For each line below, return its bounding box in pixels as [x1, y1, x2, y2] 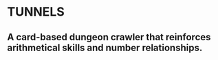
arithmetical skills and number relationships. [7, 42, 203, 53]
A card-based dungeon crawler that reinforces [7, 31, 211, 43]
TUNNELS [7, 4, 65, 20]
